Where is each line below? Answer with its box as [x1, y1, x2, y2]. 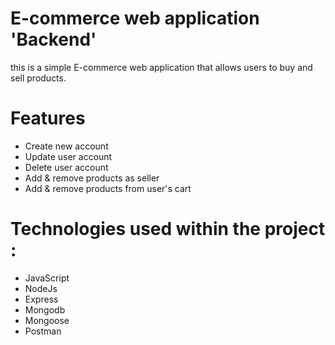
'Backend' [10, 28, 97, 51]
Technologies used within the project [10, 218, 326, 241]
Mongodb [24, 303, 66, 316]
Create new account [24, 140, 109, 152]
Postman [24, 325, 62, 337]
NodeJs [24, 282, 58, 294]
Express [24, 293, 59, 305]
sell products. [10, 72, 67, 84]
